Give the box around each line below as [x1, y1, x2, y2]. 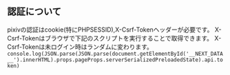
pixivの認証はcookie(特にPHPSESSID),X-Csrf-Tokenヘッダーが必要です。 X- [7, 25, 222, 34]
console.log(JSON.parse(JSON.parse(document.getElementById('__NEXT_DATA [7, 50, 224, 57]
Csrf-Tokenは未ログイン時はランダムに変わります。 [7, 43, 154, 51]
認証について [7, 6, 62, 18]
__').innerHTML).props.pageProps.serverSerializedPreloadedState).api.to [7, 56, 224, 63]
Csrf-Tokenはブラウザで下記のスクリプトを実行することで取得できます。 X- [7, 34, 222, 42]
